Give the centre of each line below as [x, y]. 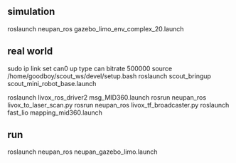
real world [30, 52]
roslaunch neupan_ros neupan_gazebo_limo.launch [82, 152]
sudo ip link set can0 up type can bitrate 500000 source [90, 68]
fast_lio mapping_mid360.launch [55, 112]
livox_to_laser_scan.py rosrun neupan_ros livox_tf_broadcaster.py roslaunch [118, 105]
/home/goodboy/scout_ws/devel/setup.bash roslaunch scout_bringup [109, 76]
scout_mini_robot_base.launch [52, 83]
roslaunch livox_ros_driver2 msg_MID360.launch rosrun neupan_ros [107, 97]
